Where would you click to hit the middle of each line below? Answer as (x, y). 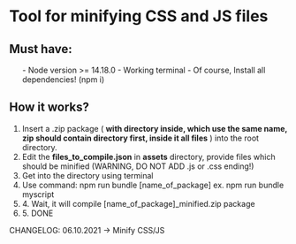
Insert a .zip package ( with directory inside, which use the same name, (155, 128)
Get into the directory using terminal (87, 175)
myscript (38, 194)
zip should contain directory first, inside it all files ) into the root (140, 138)
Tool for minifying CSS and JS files (139, 16)
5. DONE (38, 213)
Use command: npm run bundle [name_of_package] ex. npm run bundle (153, 185)
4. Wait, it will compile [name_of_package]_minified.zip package (138, 203)
